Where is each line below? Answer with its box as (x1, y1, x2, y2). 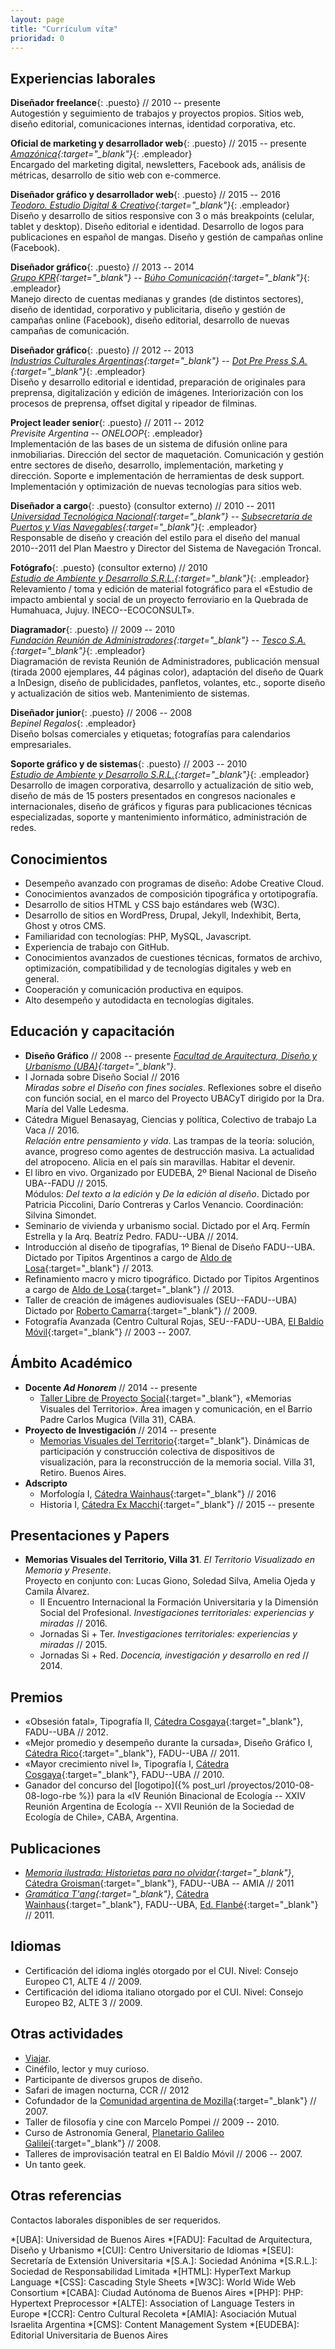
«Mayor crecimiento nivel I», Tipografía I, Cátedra (24, 1758, 230, 1770)
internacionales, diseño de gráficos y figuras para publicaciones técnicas (10, 801, 313, 813)
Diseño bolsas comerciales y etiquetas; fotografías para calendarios (10, 728, 291, 740)
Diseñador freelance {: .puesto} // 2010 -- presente (10, 97, 222, 109)
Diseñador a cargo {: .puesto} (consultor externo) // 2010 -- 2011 (10, 500, 275, 512)
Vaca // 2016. (24, 1124, 80, 1136)
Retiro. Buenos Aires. (39, 1466, 127, 1478)
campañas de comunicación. (10, 325, 130, 337)
